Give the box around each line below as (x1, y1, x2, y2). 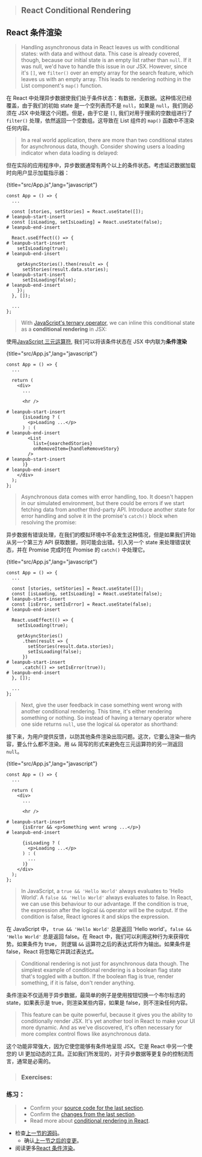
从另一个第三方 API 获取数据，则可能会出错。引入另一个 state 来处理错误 (6, 539, 186, 546)
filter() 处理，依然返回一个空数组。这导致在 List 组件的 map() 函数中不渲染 (6, 117, 195, 124)
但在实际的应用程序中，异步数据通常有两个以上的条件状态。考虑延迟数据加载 (6, 162, 196, 169)
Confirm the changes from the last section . (29, 1111, 136, 1118)
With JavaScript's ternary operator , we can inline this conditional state (20, 319, 195, 327)
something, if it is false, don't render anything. (20, 979, 135, 986)
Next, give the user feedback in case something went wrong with (20, 701, 183, 709)
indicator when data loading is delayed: (20, 149, 118, 156)
